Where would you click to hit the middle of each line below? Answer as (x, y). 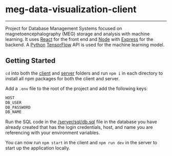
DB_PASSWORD (18, 107)
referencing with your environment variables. (53, 133)
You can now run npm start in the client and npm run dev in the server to (81, 143)
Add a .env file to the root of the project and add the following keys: (77, 88)
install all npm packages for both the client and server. (62, 78)
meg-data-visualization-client (71, 9)
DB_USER (14, 103)
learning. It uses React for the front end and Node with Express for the (79, 39)
